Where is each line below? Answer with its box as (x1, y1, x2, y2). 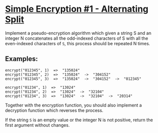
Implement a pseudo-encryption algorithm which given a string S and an (5, 30, 152, 36)
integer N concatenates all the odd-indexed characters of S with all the (5, 35, 148, 41)
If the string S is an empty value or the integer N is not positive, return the (5, 117, 153, 123)
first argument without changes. (5, 122, 70, 128)
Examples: (5, 55, 38, 63)
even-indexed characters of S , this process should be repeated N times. (5, 40, 151, 46)
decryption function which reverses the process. (5, 107, 104, 113)
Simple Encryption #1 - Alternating (5, 3, 149, 15)
